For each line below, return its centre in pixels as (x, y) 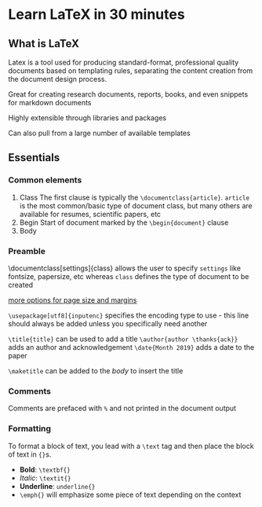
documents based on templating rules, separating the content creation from (131, 71)
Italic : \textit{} (45, 478)
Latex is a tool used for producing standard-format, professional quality (124, 62)
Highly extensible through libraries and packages (87, 118)
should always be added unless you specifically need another (108, 323)
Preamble (27, 251)
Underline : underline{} (57, 486)
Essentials (34, 158)
